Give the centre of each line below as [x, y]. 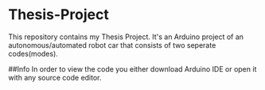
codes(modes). [33, 53]
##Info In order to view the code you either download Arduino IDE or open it [132, 68]
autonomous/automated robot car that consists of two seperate [112, 45]
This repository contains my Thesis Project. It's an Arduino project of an [126, 37]
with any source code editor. [55, 77]
